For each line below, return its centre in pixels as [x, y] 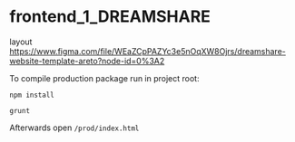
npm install [32, 95]
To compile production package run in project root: [104, 78]
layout [21, 42]
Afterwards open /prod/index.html [74, 128]
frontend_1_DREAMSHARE [110, 17]
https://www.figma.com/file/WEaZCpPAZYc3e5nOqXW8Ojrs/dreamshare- [147, 51]
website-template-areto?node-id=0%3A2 [87, 61]
